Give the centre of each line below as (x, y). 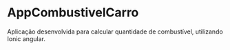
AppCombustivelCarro (73, 13)
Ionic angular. (27, 38)
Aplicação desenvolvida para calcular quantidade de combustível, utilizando (115, 32)
